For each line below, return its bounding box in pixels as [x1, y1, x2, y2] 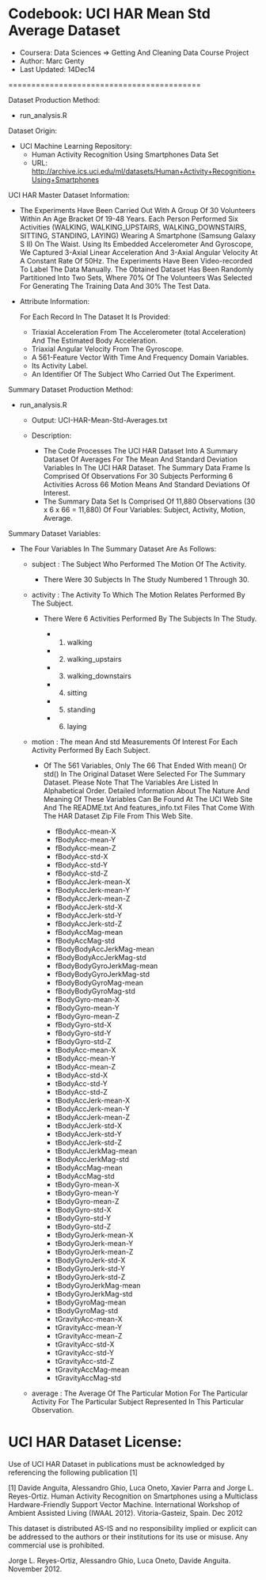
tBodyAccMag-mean [55, 1163, 123, 1172]
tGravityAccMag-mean [55, 1365, 130, 1374]
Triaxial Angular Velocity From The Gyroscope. [31, 344, 184, 353]
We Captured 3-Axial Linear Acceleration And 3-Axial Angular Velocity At [19, 247, 258, 257]
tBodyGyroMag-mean [55, 1297, 127, 1307]
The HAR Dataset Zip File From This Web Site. [43, 811, 193, 820]
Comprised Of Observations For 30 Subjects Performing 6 [43, 471, 234, 480]
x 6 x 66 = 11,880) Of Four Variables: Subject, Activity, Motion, [43, 504, 245, 515]
